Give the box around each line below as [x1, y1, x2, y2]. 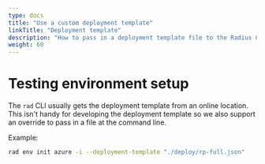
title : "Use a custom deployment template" [8, 19, 154, 27]
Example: [8, 133, 39, 143]
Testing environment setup [8, 75, 189, 93]
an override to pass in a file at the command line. [8, 117, 167, 127]
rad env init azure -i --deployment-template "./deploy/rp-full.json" [8, 148, 245, 156]
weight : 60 [8, 41, 44, 49]
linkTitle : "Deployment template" [8, 26, 122, 34]
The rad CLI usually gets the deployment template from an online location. [8, 101, 248, 110]
